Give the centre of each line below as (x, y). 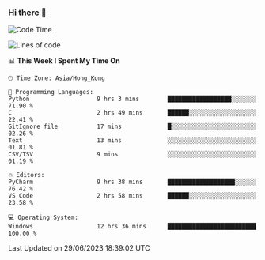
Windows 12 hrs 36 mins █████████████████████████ (132, 227)
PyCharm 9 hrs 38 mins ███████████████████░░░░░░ (132, 182)
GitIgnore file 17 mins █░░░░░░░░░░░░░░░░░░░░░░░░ (132, 127)
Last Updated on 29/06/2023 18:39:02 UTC (79, 248)
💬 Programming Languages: (51, 92)
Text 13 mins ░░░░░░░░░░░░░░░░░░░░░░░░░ (132, 141)
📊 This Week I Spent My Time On (64, 61)
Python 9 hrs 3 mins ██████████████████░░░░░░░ (132, 99)
